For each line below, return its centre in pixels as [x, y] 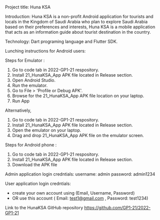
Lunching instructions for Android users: [45, 51]
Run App [21, 101]
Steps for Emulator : [25, 60]
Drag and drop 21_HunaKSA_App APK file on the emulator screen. [78, 135]
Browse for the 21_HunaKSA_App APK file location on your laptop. [78, 96]
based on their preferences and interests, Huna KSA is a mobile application [80, 27]
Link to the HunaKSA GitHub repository [44, 208]
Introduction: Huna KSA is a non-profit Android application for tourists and [79, 16]
